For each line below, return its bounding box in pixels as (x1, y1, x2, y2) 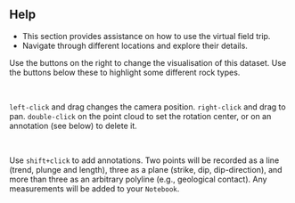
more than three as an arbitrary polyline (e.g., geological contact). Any (9, 174, 267, 184)
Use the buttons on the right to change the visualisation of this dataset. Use (9, 57, 287, 68)
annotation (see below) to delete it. (9, 120, 138, 131)
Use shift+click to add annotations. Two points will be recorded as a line (9, 155, 280, 166)
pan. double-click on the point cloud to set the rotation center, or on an (9, 110, 272, 121)
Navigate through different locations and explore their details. (21, 40, 248, 51)
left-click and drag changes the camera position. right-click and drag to (9, 101, 287, 112)
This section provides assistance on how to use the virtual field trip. (21, 30, 271, 41)
